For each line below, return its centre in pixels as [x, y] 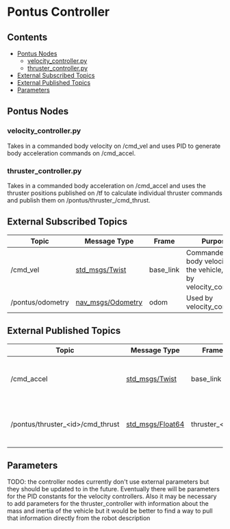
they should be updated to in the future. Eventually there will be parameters [114, 489]
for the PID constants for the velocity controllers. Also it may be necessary [112, 496]
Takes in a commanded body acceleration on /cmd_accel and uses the [107, 185]
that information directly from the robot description [79, 518]
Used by [200, 298]
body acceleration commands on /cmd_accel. [71, 153]
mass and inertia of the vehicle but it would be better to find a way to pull [110, 511]
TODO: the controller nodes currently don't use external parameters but [108, 482]
